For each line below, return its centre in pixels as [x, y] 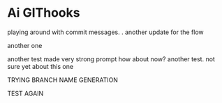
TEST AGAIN [25, 93]
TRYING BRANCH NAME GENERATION [63, 80]
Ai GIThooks [44, 13]
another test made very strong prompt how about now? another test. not [111, 59]
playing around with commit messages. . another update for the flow [105, 32]
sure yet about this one [40, 66]
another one [25, 45]
